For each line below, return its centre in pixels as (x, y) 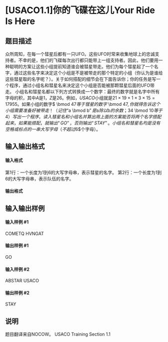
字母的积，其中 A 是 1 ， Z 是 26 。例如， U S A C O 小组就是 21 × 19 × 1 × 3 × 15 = (80, 98)
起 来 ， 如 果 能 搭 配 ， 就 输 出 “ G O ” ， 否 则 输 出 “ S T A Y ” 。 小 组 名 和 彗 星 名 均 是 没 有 (83, 123)
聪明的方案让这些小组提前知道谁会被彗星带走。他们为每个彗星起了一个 (81, 66)
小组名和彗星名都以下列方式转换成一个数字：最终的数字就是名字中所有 (87, 92)
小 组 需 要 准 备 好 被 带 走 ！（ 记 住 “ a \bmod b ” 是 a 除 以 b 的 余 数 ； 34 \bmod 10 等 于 (84, 110)
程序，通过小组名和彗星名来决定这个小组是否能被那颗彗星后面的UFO (80, 85)
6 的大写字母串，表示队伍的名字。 (39, 179)
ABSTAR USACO (22, 281)
